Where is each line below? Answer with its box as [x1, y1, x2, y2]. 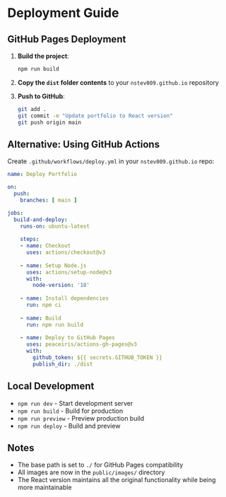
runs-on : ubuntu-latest [20, 223, 90, 230]
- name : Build [20, 315, 61, 322]
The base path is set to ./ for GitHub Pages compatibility [17, 461, 184, 469]
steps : [20, 235, 40, 243]
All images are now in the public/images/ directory [17, 468, 165, 476]
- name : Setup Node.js [20, 262, 87, 269]
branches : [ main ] [20, 197, 78, 204]
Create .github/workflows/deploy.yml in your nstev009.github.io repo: [7, 157, 215, 165]
